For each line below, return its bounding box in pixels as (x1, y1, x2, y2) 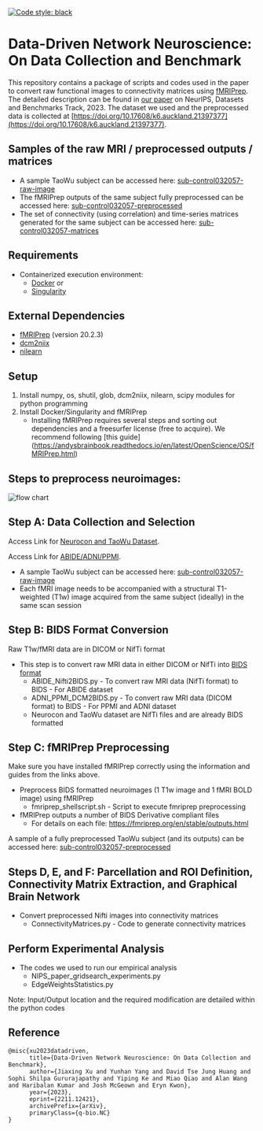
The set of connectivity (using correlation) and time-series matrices (19, 209, 239, 218)
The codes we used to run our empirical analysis (19, 963, 177, 973)
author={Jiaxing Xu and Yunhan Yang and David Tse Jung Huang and (28, 1067, 251, 1075)
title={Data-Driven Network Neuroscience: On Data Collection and (28, 1054, 251, 1062)
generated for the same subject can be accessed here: (19, 217, 198, 227)
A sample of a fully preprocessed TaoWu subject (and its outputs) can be (8, 834, 245, 844)
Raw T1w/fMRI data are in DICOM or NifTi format (8, 644, 166, 654)
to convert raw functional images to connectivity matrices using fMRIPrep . (8, 86, 249, 95)
